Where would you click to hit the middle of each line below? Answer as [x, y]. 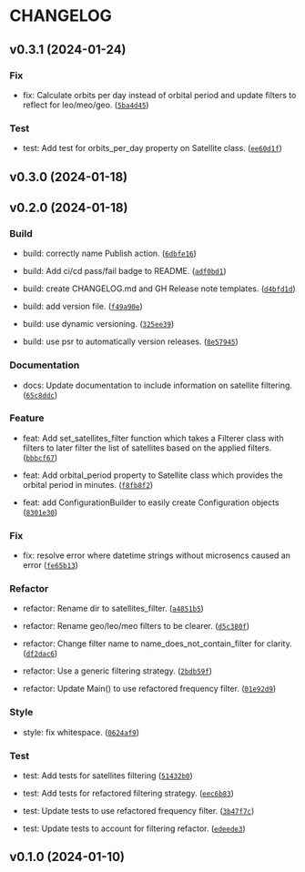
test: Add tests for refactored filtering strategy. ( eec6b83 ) [128, 794]
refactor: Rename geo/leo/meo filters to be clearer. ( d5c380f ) [136, 626]
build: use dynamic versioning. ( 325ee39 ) [98, 324]
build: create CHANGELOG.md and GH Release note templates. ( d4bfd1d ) [159, 289]
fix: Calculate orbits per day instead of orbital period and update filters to [159, 95]
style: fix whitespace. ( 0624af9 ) [81, 732]
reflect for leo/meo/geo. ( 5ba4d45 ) [86, 105]
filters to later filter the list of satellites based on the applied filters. [147, 448]
